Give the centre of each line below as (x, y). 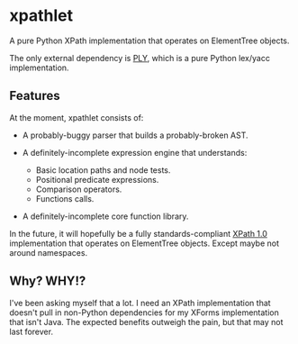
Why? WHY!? (48, 281)
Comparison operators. (79, 189)
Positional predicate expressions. (97, 179)
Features (35, 96)
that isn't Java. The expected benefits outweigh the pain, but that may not (146, 321)
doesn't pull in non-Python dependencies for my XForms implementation (144, 312)
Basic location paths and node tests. (103, 170)
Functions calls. (65, 198)
